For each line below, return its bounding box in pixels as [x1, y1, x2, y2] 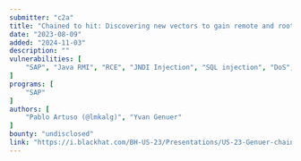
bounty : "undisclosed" [9, 130, 94, 139]
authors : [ [9, 105, 50, 114]
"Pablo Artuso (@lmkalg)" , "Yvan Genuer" [25, 113, 182, 122]
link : [9, 138, 30, 147]
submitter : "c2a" [9, 13, 74, 22]
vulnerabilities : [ [9, 55, 82, 64]
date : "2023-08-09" [9, 30, 82, 38]
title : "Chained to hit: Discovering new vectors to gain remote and [9, 21, 275, 30]
